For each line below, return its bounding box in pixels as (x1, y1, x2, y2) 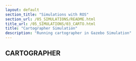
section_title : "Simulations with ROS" (5, 12, 89, 17)
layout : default (5, 7, 39, 12)
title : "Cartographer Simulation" (5, 26, 78, 31)
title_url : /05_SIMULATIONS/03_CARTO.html (5, 21, 96, 26)
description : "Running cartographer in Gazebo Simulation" (5, 30, 132, 35)
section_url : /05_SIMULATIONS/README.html (5, 16, 96, 21)
